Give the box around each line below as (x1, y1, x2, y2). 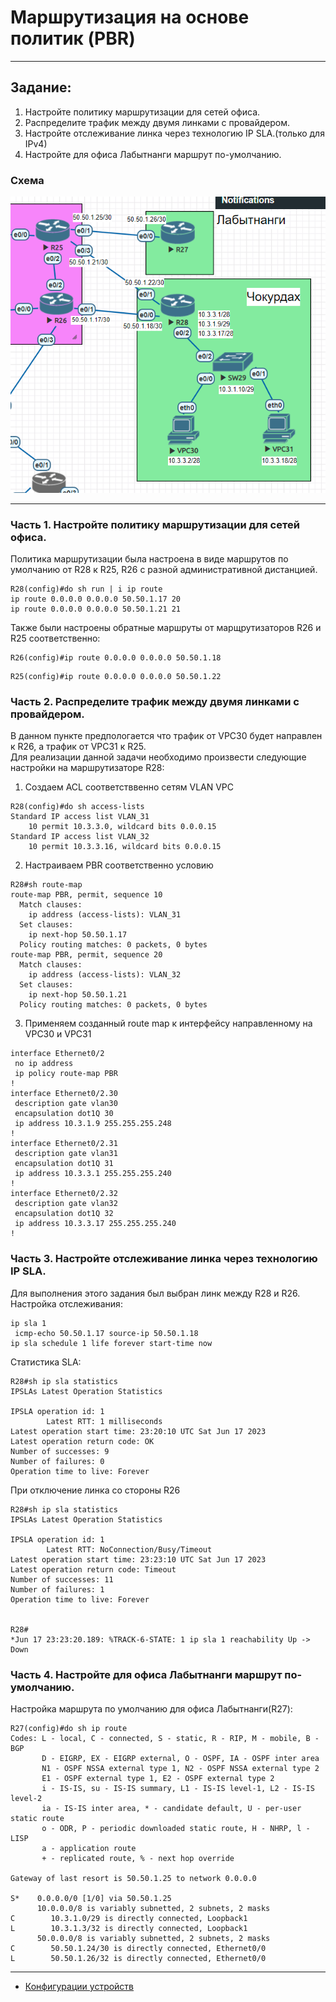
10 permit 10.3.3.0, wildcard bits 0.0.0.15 (28, 822, 217, 832)
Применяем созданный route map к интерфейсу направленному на (24, 1017, 313, 1030)
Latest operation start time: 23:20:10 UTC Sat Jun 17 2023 (10, 1426, 267, 1436)
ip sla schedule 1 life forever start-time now (10, 1338, 213, 1348)
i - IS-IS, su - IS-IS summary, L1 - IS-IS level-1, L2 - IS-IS (41, 1783, 315, 1793)
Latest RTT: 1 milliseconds (46, 1416, 163, 1426)
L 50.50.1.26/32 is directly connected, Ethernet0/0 (10, 1953, 267, 1963)
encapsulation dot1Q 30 (14, 1109, 114, 1119)
